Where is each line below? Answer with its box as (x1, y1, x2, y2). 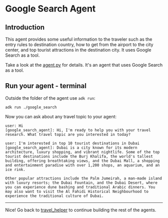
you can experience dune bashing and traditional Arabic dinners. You (5, 184, 155, 189)
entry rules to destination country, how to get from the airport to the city (5, 42, 153, 48)
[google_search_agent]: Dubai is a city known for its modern (5, 145, 137, 150)
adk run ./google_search (5, 105, 57, 110)
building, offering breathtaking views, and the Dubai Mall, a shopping (5, 158, 160, 163)
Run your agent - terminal (5, 82, 86, 90)
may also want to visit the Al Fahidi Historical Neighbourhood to (5, 189, 149, 194)
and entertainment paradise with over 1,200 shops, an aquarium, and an (5, 162, 160, 168)
